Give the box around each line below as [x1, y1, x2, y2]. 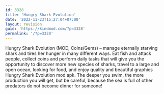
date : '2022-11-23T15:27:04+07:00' [5, 17, 81, 22]
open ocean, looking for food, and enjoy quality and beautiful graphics [5, 67, 153, 73]
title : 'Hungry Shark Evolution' [5, 12, 76, 17]
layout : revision [5, 21, 42, 27]
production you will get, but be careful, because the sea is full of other [5, 77, 153, 83]
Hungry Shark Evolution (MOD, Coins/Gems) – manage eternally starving [5, 45, 158, 51]
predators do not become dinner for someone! [5, 83, 103, 89]
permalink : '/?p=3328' [5, 31, 53, 36]
